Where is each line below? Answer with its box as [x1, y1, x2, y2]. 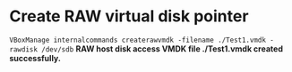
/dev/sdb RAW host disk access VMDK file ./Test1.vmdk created [41, 43, 284, 54]
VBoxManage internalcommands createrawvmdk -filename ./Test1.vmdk [9, 36, 267, 44]
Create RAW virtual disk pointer [9, 6, 249, 27]
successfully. [9, 52, 61, 63]
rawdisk [9, 44, 39, 54]
